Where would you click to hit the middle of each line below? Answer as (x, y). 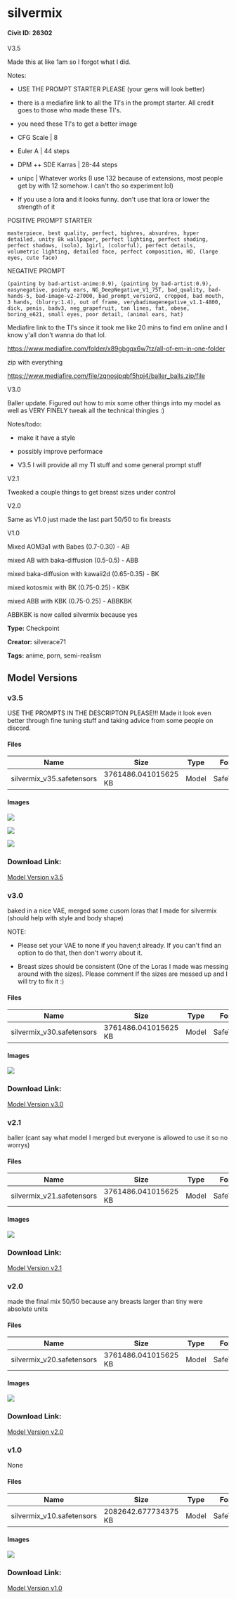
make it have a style (46, 438)
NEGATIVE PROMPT (36, 271)
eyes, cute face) (33, 258)
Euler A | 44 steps (44, 151)
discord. (19, 728)
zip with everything (35, 363)
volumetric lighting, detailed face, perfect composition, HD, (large (113, 252)
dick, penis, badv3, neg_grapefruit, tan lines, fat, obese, (99, 308)
